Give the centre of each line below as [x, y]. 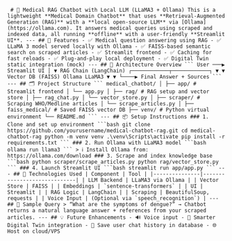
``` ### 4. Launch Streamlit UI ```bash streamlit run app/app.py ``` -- [116, 168]
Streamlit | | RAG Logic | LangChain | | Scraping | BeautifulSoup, [108, 192]
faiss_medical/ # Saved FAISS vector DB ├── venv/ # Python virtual [108, 110]
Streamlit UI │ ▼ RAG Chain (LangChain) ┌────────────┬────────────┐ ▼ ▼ [116, 71]
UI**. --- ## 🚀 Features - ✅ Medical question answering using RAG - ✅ [114, 40]
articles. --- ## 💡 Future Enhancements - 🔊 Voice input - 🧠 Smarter [111, 217]
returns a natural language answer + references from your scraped [107, 210]
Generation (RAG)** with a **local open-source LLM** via [93, 22]
